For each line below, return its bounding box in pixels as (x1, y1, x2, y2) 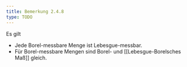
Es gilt (6, 30, 21, 37)
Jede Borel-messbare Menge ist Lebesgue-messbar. (14, 42, 142, 49)
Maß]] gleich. (14, 54, 47, 61)
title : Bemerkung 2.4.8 (6, 8, 64, 15)
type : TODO (6, 14, 33, 20)
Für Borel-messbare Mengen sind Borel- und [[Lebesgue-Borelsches (14, 48, 181, 55)
